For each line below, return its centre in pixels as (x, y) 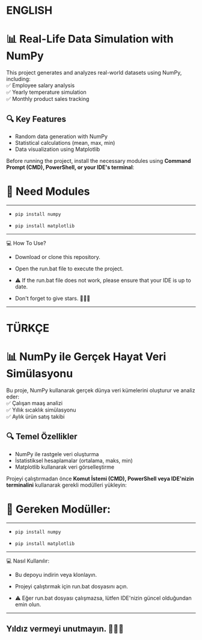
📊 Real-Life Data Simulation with (90, 39)
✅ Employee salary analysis (41, 85)
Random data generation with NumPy (61, 136)
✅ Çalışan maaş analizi (35, 403)
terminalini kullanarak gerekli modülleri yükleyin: (67, 485)
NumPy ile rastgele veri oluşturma (57, 454)
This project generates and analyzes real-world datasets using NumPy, (94, 73)
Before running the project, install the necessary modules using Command (99, 160)
